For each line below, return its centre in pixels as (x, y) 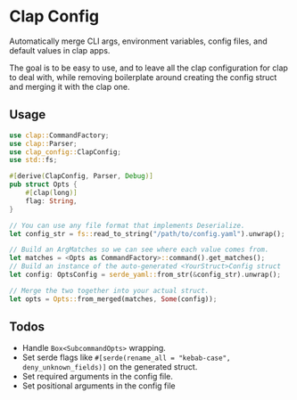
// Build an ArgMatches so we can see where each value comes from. (139, 250)
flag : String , (51, 201)
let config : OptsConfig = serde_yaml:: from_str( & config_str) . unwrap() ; (145, 274)
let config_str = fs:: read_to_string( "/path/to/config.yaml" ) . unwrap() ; (147, 233)
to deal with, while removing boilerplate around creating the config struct (143, 77)
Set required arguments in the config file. (98, 377)
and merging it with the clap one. (70, 86)
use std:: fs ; (33, 160)
